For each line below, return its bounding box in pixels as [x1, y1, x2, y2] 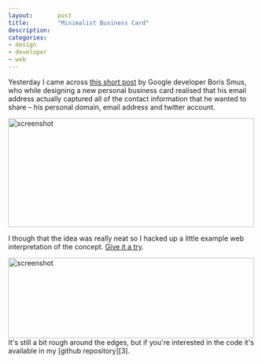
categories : [8, 33, 47, 42]
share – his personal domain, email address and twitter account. [8, 102, 216, 111]
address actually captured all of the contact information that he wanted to [8, 94, 247, 103]
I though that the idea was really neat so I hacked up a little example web [8, 234, 244, 243]
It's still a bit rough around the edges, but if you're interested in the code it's [8, 337, 254, 347]
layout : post [8, 11, 72, 20]
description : [8, 26, 51, 34]
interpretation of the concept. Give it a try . [8, 241, 144, 251]
